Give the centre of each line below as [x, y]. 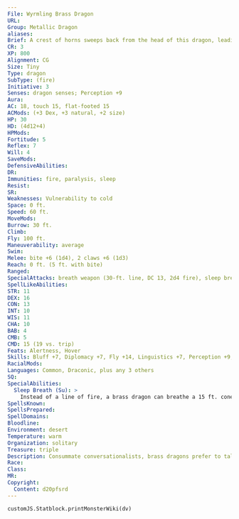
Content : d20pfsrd [41, 489]
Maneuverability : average [46, 245]
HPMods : [19, 133]
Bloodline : [23, 423]
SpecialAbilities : [34, 383]
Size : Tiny [23, 67]
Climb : [17, 231]
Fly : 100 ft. [27, 239]
